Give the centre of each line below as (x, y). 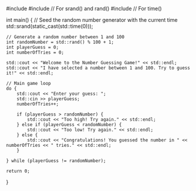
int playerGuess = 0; (33, 47)
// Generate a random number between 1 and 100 (65, 37)
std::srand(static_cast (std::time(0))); (50, 26)
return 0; (18, 171)
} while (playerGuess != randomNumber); (56, 161)
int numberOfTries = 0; (35, 52)
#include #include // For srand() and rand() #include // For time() (84, 9)
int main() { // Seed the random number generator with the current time (92, 20)
